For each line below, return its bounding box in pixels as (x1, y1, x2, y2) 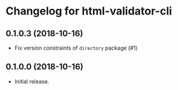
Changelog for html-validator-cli (5, 4, 173, 18)
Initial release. (14, 77, 50, 85)
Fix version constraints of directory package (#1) (14, 44, 138, 51)
